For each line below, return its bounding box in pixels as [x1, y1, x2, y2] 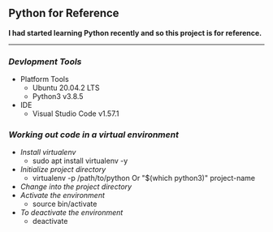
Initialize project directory [19, 165, 106, 174]
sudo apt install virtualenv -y [32, 156, 128, 165]
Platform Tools [19, 75, 69, 84]
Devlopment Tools [8, 56, 82, 67]
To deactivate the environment [19, 208, 123, 217]
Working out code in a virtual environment [8, 129, 179, 140]
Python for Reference [8, 6, 119, 20]
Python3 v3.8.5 [32, 92, 84, 101]
